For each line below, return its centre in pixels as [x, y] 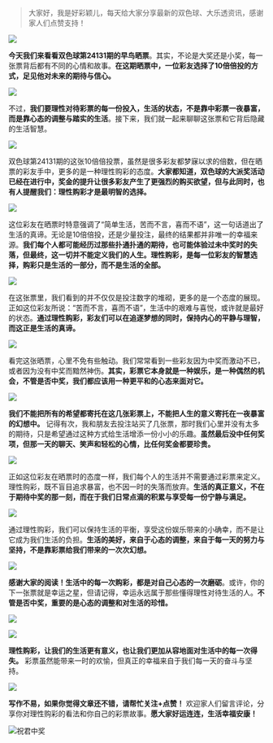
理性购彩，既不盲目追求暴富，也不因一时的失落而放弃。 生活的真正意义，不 [133, 487]
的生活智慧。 [30, 129]
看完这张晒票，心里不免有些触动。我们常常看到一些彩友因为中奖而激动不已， [136, 361]
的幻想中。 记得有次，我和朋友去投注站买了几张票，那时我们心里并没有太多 [134, 424]
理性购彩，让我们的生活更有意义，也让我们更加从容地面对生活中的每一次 [129, 651]
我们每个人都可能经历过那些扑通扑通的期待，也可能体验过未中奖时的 [136, 245]
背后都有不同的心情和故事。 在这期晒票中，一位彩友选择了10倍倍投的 [137, 66]
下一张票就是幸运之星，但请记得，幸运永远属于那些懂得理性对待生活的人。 [133, 592]
